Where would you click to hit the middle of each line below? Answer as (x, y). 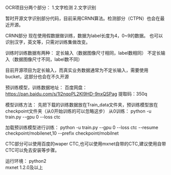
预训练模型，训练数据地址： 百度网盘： (46, 87)
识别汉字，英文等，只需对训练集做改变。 (48, 42)
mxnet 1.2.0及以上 (24, 167)
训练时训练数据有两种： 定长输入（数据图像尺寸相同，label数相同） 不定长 (83, 53)
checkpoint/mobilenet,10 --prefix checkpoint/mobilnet (62, 133)
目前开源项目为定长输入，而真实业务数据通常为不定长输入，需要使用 (77, 70)
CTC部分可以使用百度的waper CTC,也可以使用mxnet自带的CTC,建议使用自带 (86, 144)
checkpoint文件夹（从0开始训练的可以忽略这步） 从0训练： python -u (78, 111)
